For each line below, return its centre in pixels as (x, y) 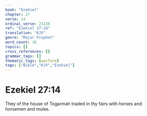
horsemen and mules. (27, 109)
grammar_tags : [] (23, 56)
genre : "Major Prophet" (30, 38)
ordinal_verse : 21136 (28, 24)
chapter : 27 (17, 14)
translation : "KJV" (25, 33)
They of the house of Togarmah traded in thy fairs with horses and (74, 104)
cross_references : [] (28, 51)
